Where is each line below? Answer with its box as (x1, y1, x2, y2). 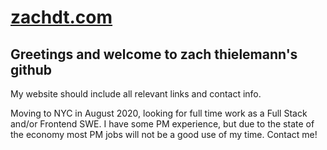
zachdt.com (10, 6, 113, 29)
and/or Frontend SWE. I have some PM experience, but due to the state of (10, 118, 315, 130)
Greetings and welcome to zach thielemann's (10, 46, 298, 63)
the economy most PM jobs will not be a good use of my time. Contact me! (10, 129, 318, 140)
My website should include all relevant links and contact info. (10, 88, 262, 100)
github (10, 61, 53, 78)
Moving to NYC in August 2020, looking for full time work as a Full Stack (10, 107, 308, 119)
